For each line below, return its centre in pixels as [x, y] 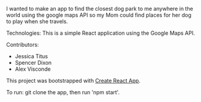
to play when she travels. [37, 21]
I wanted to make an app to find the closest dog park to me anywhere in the [100, 9]
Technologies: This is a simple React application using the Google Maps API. [100, 33]
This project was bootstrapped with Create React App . [73, 81]
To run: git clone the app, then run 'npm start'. [63, 92]
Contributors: [22, 45]
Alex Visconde [33, 69]
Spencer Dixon [33, 63]
